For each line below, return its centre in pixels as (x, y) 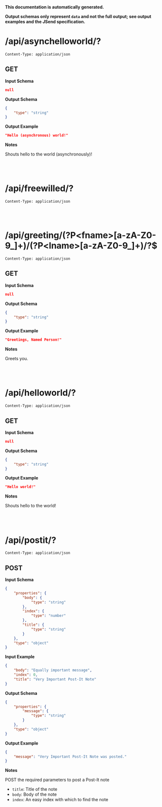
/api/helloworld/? (40, 393)
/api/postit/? (31, 540)
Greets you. (16, 359)
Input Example (20, 657)
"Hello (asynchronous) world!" (37, 135)
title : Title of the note (34, 789)
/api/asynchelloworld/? (53, 41)
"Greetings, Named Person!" (33, 340)
